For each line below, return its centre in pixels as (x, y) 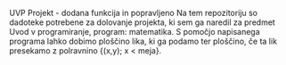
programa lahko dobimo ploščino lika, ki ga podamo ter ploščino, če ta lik (143, 41)
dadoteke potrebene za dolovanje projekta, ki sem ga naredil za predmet (143, 22)
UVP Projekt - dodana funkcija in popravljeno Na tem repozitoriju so (134, 13)
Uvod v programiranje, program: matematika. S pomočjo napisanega (135, 32)
